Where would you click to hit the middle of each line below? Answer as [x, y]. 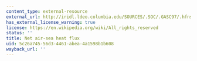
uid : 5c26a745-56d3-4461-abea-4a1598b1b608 [60, 44]
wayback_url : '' [26, 49]
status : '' [19, 33]
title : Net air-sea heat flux [43, 38]
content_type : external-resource [47, 11]
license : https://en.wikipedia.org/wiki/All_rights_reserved [82, 28]
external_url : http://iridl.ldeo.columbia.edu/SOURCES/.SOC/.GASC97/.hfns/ [101, 17]
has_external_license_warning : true [51, 22]
